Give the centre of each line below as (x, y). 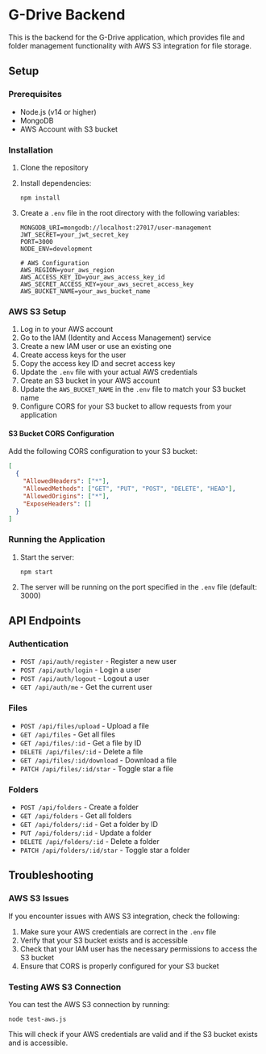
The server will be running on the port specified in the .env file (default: (139, 586)
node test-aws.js (37, 1019)
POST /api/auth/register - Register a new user (98, 661)
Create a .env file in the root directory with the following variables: (130, 212)
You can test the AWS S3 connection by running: (89, 1004)
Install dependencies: (56, 183)
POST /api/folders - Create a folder (79, 807)
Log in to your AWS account (66, 330)
